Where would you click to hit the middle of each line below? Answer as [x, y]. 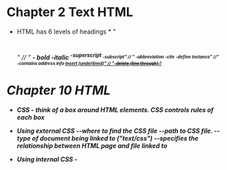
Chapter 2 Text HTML [70, 12]
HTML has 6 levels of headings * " [66, 31]
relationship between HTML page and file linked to [92, 146]
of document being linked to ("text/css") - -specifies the [115, 138]
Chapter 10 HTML [59, 90]
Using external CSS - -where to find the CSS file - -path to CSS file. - [117, 131]
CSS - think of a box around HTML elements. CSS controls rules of [115, 110]
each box [30, 117]
